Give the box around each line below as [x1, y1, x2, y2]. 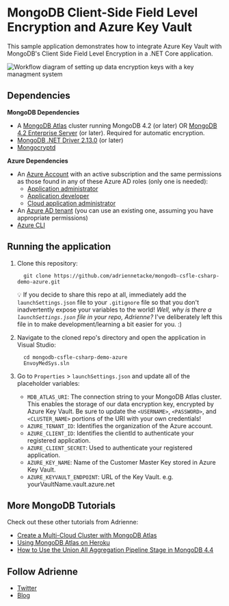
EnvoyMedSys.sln [23, 360, 70, 366]
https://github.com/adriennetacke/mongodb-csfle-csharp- [53, 272, 220, 279]
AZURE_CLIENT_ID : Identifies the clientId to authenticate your [27, 429, 195, 437]
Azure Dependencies [7, 156, 68, 165]
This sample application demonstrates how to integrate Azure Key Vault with [7, 42, 222, 50]
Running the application [7, 241, 111, 253]
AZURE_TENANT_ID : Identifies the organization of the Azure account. [27, 421, 213, 430]
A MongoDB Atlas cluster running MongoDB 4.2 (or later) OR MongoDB [16, 121, 217, 130]
